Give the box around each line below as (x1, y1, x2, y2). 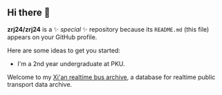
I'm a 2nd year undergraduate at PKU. (17, 59, 126, 67)
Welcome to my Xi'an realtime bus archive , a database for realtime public (7, 73, 216, 81)
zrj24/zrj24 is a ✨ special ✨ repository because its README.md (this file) (7, 25, 210, 33)
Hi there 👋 (7, 7, 50, 19)
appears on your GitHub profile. (7, 32, 98, 41)
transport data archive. (7, 80, 73, 88)
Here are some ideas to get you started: (7, 46, 121, 54)
